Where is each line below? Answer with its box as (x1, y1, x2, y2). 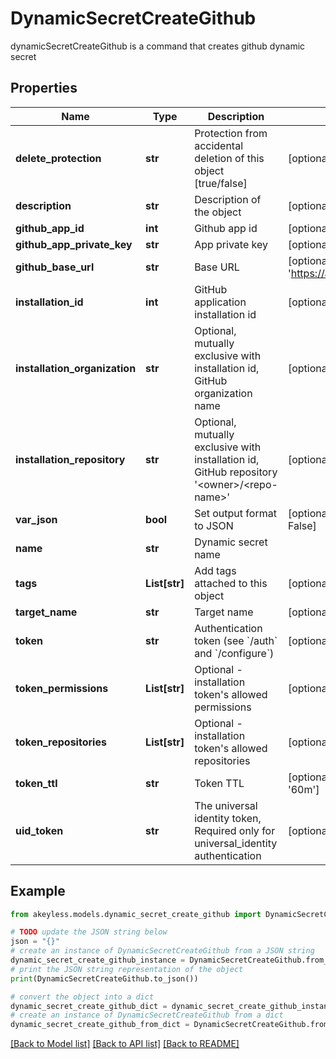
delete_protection (15, 151, 102, 165)
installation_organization (15, 361, 137, 375)
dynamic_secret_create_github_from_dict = (10, 1020, 190, 1030)
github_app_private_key (15, 237, 133, 251)
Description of (194, 192, 262, 206)
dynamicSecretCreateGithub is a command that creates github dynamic (10, 40, 306, 52)
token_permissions (15, 681, 109, 695)
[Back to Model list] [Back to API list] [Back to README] (10, 1038, 240, 1050)
